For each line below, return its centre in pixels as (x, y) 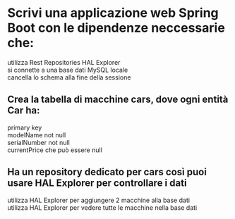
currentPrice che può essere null (55, 150)
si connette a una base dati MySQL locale (68, 70)
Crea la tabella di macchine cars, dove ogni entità (118, 100)
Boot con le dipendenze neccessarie (116, 28)
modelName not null (37, 134)
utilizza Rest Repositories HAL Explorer (64, 62)
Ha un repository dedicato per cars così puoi (107, 172)
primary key (25, 127)
